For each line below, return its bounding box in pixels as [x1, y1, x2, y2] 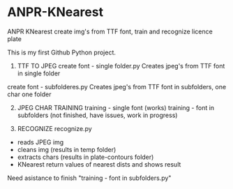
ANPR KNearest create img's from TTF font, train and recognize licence [7, 27, 213, 36]
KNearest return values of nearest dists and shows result [17, 160, 181, 168]
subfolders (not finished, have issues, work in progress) [17, 111, 178, 119]
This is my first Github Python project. [7, 48, 116, 56]
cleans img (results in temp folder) [17, 145, 116, 153]
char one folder [7, 90, 52, 98]
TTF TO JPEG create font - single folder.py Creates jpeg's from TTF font [17, 61, 225, 70]
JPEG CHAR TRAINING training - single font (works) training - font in [17, 103, 215, 112]
